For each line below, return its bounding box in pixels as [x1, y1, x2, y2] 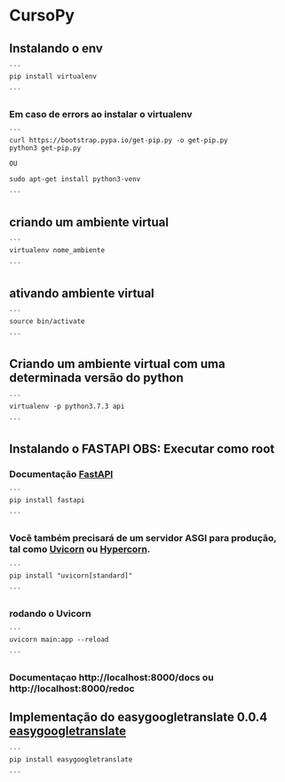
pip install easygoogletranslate [9, 754, 133, 764]
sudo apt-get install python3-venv [9, 175, 141, 184]
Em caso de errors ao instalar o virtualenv [9, 108, 193, 120]
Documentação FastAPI [9, 468, 114, 481]
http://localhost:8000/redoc [9, 682, 135, 694]
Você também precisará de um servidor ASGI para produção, [9, 532, 277, 545]
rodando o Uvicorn [9, 607, 91, 619]
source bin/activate [9, 316, 86, 325]
